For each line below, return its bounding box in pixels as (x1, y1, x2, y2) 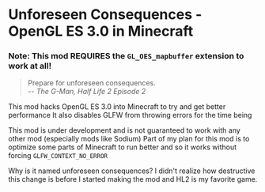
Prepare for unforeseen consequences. (27, 78, 156, 88)
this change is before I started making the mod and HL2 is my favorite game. (8, 175, 258, 184)
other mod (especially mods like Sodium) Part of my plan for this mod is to (8, 134, 250, 144)
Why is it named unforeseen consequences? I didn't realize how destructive (8, 166, 256, 175)
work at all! (8, 61, 52, 72)
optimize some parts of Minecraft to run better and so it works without (8, 142, 237, 152)
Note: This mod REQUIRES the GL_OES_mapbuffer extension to (8, 51, 244, 62)
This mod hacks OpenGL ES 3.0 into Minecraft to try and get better (8, 102, 226, 111)
